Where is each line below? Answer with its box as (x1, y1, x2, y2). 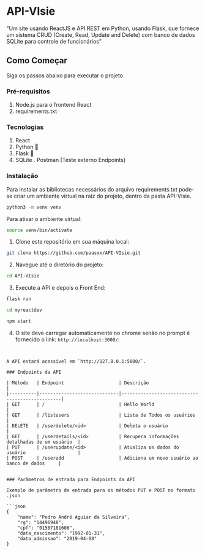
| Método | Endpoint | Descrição (6, 379, 149, 386)
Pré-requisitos (6, 87, 50, 96)
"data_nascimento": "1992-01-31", (17, 530, 105, 536)
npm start (6, 318, 32, 324)
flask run (6, 296, 32, 302)
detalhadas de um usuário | (6, 439, 81, 445)
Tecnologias (6, 123, 44, 131)
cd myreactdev (6, 307, 43, 314)
